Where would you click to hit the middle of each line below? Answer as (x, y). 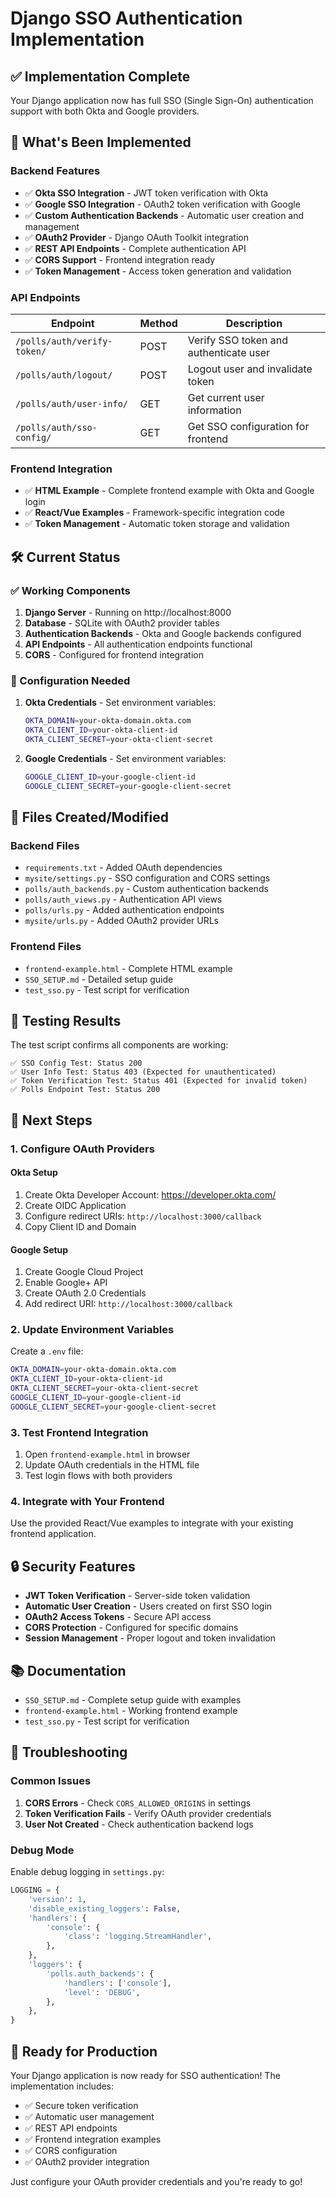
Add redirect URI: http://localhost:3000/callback (128, 1304)
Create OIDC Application (75, 1205)
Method (158, 323)
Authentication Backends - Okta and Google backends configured (163, 633)
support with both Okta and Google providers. (105, 111)
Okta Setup (34, 1173)
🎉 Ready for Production (84, 2051)
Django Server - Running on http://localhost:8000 (128, 612)
